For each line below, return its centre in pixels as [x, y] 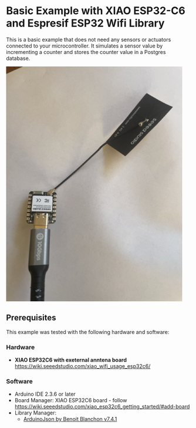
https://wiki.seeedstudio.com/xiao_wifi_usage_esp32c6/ [82, 366]
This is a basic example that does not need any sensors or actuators [89, 39]
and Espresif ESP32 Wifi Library [85, 23]
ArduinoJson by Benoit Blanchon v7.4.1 [70, 419]
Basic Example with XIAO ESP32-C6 [96, 11]
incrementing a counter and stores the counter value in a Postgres [86, 52]
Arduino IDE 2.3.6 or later [45, 394]
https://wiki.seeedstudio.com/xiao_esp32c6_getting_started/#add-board [102, 407]
